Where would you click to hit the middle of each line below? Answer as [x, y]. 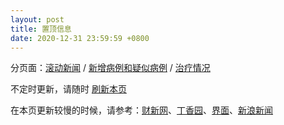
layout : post [37, 19]
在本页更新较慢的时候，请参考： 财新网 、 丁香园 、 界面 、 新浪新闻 [141, 110]
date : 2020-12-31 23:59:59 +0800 [80, 38]
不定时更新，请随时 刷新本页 [68, 89]
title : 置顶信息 [41, 29]
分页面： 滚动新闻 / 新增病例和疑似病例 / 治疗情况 [110, 68]
